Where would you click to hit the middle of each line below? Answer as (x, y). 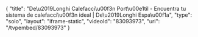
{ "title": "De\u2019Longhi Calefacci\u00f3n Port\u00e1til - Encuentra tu (96, 9)
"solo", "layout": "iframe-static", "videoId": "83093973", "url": (83, 21)
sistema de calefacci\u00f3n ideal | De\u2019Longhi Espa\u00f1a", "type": (99, 15)
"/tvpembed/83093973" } (38, 27)
